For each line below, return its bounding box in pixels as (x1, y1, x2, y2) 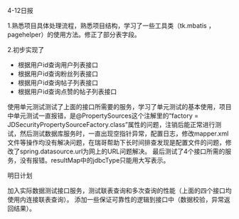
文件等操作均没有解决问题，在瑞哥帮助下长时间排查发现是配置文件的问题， (7, 138, 225, 146)
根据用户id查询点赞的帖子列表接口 (17, 88, 117, 96)
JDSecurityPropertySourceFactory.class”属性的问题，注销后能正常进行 (7, 121, 216, 128)
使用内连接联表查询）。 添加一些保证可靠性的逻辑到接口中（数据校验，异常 (7, 195, 224, 203)
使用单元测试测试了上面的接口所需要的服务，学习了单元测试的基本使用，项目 (7, 103, 232, 111)
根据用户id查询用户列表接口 (17, 61, 98, 69)
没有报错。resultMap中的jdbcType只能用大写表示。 (19, 156, 170, 164)
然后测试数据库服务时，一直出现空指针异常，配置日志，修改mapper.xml (19, 129, 229, 138)
